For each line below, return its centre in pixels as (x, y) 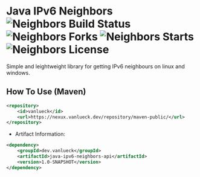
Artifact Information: (40, 134)
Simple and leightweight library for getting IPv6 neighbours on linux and (96, 66)
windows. (18, 72)
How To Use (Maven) (46, 92)
